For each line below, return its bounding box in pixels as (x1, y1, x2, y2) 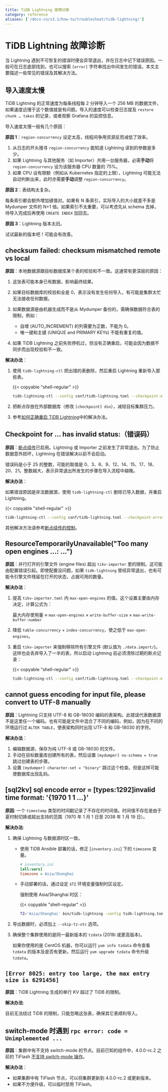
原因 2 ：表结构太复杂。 (5, 187, 53, 193)
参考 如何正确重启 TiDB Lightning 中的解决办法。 (12, 414, 110, 420)
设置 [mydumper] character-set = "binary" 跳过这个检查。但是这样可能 (12, 764, 159, 770)
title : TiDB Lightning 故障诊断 (5, 7, 70, 13)
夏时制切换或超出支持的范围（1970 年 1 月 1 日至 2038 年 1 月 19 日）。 (5, 814, 148, 820)
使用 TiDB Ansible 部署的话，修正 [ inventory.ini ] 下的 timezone (19, 846, 151, 852)
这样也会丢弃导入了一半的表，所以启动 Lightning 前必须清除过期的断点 (12, 650, 157, 656)
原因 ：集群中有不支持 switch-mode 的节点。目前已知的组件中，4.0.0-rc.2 (5, 1047, 156, 1053)
